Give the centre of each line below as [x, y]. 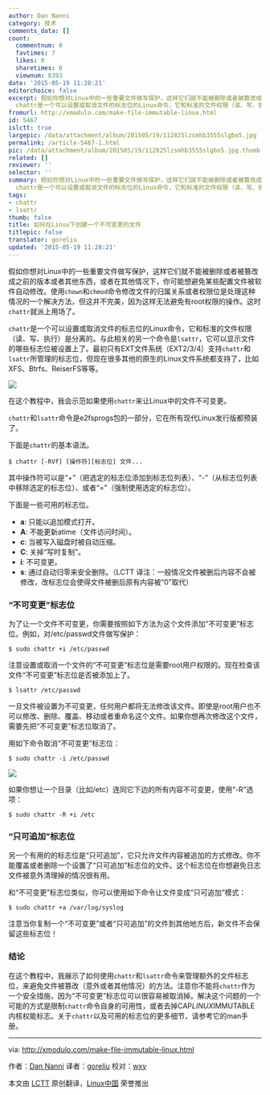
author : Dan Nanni [39, 16]
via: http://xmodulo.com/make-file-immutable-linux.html [101, 1049]
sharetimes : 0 [39, 68]
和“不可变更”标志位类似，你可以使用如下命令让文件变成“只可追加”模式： [127, 893]
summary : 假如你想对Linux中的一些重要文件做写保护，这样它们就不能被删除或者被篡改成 [135, 180]
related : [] [28, 157]
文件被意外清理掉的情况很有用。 [61, 876]
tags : [17, 195]
